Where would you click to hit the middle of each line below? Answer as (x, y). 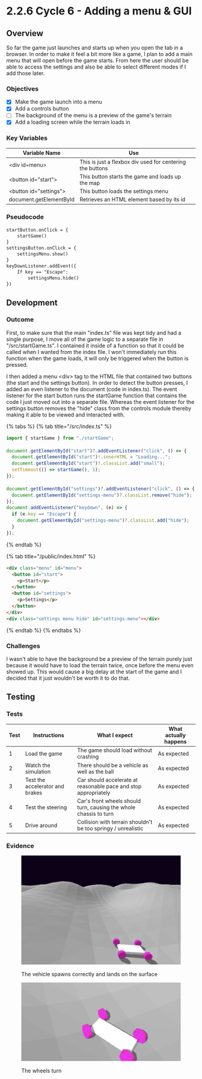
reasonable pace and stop (109, 786)
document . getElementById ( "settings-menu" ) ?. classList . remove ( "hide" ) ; (102, 495)
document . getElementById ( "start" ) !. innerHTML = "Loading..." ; (91, 457)
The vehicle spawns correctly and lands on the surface (90, 974)
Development (32, 303)
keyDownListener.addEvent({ (41, 266)
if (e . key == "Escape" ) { (44, 514)
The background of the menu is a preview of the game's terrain (93, 115)
